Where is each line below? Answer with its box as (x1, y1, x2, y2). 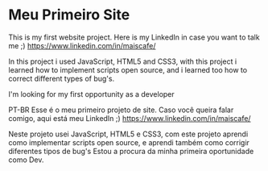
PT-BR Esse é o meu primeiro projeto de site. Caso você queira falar (8, 105, 234, 115)
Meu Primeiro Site (8, 6, 130, 24)
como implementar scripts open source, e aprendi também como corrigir (8, 137, 249, 147)
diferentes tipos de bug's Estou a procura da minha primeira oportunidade (8, 146, 254, 156)
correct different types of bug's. (8, 73, 115, 83)
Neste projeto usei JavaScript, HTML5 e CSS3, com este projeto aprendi (8, 129, 249, 139)
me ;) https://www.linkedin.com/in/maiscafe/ (8, 40, 156, 50)
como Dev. (8, 155, 44, 165)
